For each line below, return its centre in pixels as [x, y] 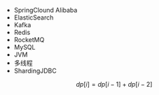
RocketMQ [29, 40]
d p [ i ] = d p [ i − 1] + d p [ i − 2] [114, 84]
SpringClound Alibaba [46, 10]
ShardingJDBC [35, 71]
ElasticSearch [34, 17]
